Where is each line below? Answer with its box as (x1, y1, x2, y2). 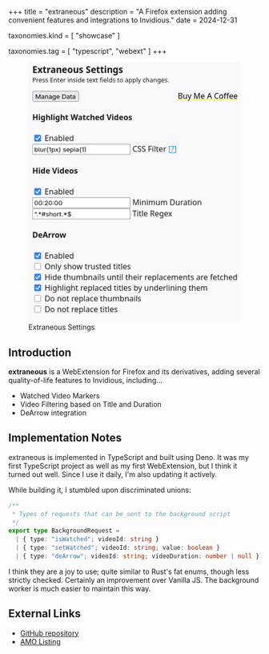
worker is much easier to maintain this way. (8, 583, 151, 593)
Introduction (8, 345, 72, 359)
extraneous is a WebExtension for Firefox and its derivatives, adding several (8, 366, 260, 376)
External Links (8, 607, 82, 620)
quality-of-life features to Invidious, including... (8, 375, 163, 385)
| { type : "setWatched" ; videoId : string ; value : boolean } (15, 544, 220, 552)
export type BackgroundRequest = (8, 527, 120, 535)
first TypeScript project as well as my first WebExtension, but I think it (8, 461, 238, 470)
